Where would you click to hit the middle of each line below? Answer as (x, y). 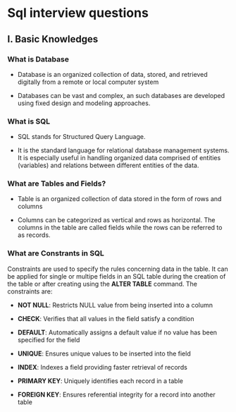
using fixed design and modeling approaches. (84, 103)
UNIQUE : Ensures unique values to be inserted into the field (104, 353)
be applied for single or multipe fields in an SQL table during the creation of (117, 276)
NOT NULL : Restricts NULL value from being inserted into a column (115, 305)
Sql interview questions (78, 13)
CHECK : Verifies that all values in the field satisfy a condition (106, 318)
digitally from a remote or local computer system (88, 82)
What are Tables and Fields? (57, 183)
